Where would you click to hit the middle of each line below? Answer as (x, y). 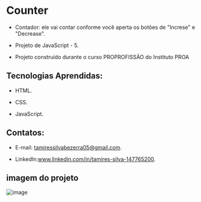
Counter (27, 11)
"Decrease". (30, 33)
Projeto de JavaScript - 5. (47, 45)
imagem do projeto (42, 178)
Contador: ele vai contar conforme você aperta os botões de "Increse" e (105, 27)
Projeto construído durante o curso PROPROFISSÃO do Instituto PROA (102, 57)
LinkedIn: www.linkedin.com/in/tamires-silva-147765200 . (85, 159)
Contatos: (25, 133)
